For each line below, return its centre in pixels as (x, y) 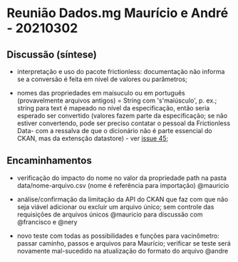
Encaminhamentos (49, 161)
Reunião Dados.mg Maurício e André (118, 13)
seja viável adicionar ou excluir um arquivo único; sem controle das (115, 206)
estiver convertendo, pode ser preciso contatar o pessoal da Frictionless (124, 123)
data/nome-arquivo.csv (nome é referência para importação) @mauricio (123, 185)
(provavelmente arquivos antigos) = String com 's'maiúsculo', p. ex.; (117, 100)
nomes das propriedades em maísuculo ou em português (101, 93)
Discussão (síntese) (52, 54)
